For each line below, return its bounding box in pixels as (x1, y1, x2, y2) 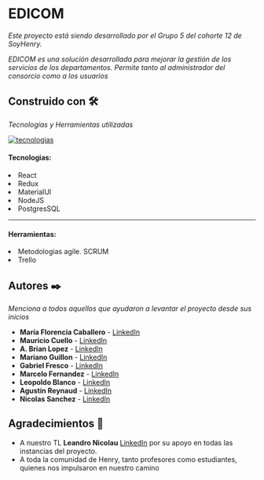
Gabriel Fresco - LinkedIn (19, 360, 104, 370)
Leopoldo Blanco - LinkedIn (19, 377, 111, 386)
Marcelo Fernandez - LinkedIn (19, 369, 119, 378)
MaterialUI (18, 186, 52, 197)
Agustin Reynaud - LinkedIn (19, 386, 112, 395)
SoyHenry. (8, 39, 42, 48)
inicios (8, 312, 30, 321)
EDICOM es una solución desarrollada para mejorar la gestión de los (8, 54, 232, 64)
